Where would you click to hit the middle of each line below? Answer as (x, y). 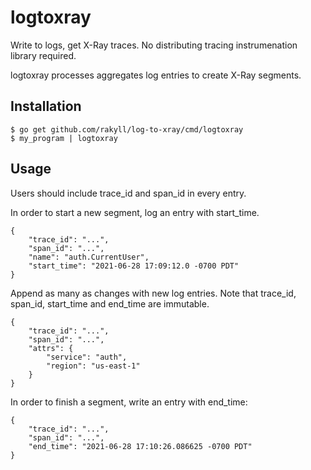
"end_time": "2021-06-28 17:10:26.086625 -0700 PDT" (140, 446)
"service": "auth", (87, 357)
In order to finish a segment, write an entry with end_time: (129, 402)
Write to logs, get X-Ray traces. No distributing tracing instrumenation (154, 45)
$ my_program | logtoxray (64, 138)
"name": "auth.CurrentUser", (89, 257)
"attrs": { (51, 348)
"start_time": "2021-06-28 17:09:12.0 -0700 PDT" (134, 266)
